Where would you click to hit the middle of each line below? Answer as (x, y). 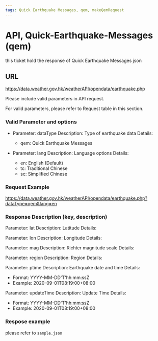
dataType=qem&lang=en (31, 203)
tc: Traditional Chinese (44, 168)
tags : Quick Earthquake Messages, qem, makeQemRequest (65, 10)
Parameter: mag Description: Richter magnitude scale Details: (70, 248)
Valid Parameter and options (41, 122)
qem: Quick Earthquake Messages (56, 143)
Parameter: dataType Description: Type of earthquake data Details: (83, 133)
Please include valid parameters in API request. (55, 99)
